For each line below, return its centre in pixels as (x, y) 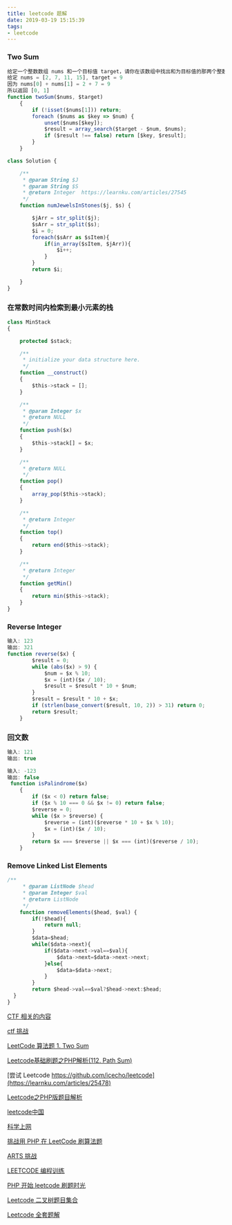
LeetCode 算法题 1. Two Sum (48, 1045)
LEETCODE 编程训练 (36, 1170)
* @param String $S (50, 186)
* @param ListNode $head (58, 887)
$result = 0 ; (51, 660)
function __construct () (54, 373)
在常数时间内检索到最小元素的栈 (60, 307)
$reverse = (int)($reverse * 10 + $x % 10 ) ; (109, 822)
